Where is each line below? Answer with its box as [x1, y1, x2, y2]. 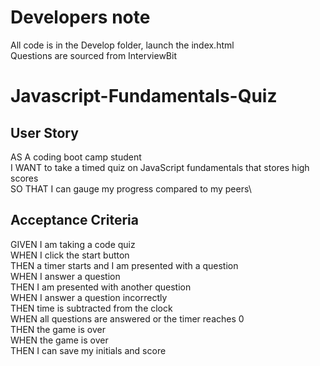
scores [10, 172, 39, 184]
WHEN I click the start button [10, 249, 130, 261]
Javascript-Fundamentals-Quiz [10, 85, 278, 108]
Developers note [10, 6, 151, 29]
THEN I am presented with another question [10, 281, 192, 293]
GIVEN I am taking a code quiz [10, 238, 136, 250]
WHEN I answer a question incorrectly [10, 291, 168, 303]
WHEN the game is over [10, 334, 109, 346]
